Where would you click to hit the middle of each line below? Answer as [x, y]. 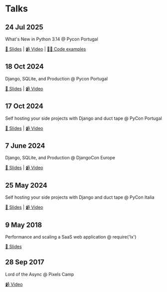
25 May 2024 [26, 185]
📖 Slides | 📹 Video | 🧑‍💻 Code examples [46, 49]
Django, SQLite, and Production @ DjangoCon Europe [60, 158]
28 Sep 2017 [25, 262]
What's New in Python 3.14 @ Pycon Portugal [52, 39]
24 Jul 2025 [24, 27]
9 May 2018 [24, 225]
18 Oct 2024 [24, 67]
